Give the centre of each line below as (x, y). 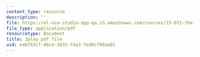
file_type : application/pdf (41, 28)
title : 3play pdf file (34, 39)
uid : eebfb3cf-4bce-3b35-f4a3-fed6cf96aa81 (61, 45)
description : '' (26, 17)
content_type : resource (36, 12)
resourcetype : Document (36, 34)
